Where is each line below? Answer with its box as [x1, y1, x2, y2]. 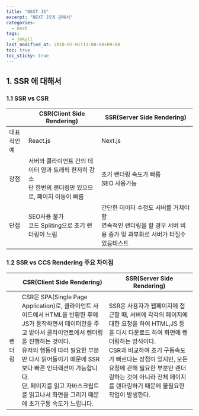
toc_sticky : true [6, 53, 49, 59]
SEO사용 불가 [28, 213, 64, 221]
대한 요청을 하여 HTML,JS [108, 319, 178, 328]
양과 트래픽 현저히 [40, 166, 88, 174]
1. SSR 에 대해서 [6, 76, 62, 87]
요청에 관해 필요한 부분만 [108, 364, 174, 372]
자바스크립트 [66, 382, 99, 390]
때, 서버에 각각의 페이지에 [121, 311, 188, 319]
